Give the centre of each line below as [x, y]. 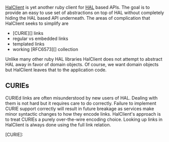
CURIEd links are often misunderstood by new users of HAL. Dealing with [81, 98]
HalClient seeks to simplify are [37, 23]
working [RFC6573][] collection [45, 49]
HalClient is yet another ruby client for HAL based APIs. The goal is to [78, 7]
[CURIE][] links [28, 33]
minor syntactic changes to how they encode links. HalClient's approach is [83, 114]
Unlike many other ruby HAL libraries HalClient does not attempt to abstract [84, 59]
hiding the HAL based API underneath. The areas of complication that [78, 18]
